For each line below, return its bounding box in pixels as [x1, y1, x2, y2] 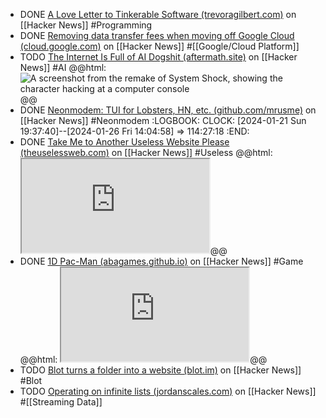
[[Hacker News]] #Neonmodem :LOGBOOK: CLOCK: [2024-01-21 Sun [19, 115, 307, 126]
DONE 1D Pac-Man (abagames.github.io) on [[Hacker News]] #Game [19, 255, 304, 267]
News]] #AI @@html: [19, 62, 107, 73]
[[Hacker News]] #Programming [19, 19, 153, 31]
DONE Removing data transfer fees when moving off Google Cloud [19, 30, 295, 41]
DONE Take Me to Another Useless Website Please [19, 136, 230, 148]
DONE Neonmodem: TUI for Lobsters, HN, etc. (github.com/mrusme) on [19, 104, 317, 116]
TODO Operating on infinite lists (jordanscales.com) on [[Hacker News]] [19, 385, 317, 397]
